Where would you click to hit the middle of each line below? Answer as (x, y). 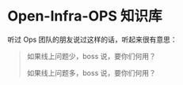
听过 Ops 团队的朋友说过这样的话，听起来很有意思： (92, 39)
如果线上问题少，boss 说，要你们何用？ (91, 56)
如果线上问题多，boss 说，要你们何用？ (91, 72)
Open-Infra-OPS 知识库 (85, 16)
